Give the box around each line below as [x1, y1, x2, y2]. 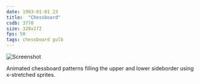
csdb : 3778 [6, 20, 34, 26]
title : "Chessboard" [6, 14, 61, 20]
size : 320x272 [6, 25, 42, 32]
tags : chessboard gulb [6, 37, 64, 43]
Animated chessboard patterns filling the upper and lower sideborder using [6, 65, 194, 72]
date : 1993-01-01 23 [6, 8, 59, 15]
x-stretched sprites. [6, 71, 56, 78]
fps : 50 [6, 31, 26, 37]
